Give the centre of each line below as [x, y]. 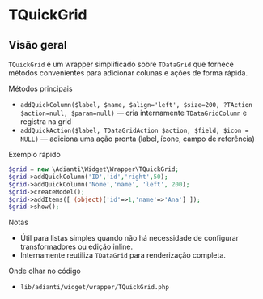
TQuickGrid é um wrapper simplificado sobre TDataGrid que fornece [121, 64]
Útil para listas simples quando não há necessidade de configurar [129, 238]
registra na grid [46, 122]
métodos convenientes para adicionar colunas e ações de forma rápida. [128, 73]
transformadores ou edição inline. [76, 247]
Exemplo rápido [34, 154]
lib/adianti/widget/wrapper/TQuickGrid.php [95, 288]
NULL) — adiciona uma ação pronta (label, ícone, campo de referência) [137, 139]
